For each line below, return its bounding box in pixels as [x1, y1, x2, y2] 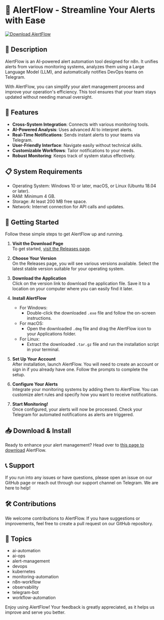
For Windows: [19, 305, 47, 311]
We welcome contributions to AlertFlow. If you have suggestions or [5, 515, 141, 521]
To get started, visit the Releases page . [12, 246, 92, 252]
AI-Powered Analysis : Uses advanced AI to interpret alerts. [12, 126, 133, 132]
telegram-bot [12, 590, 39, 595]
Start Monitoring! [12, 401, 48, 407]
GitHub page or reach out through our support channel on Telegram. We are [5, 479, 159, 485]
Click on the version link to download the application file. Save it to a [12, 281, 150, 286]
